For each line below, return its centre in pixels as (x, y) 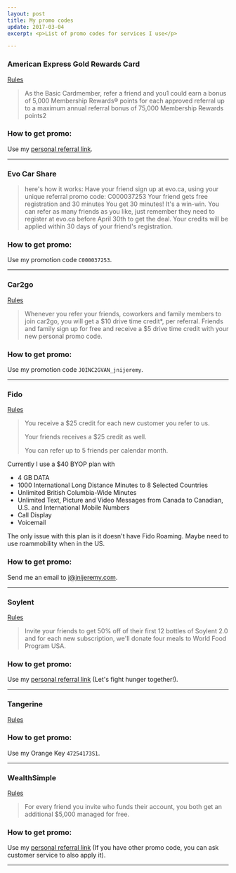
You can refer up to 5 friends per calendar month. (96, 451)
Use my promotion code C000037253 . (60, 260)
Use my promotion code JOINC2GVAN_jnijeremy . (76, 370)
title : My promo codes (40, 20)
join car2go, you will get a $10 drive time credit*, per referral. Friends (124, 321)
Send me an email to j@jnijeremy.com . (63, 577)
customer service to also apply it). (57, 855)
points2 (35, 115)
